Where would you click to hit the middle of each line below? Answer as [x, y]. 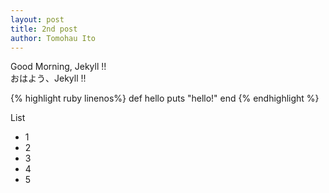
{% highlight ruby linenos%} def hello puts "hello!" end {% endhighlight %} [165, 98]
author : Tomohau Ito [53, 38]
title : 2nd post [44, 29]
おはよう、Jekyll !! [48, 78]
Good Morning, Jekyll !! [58, 67]
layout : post [37, 19]
